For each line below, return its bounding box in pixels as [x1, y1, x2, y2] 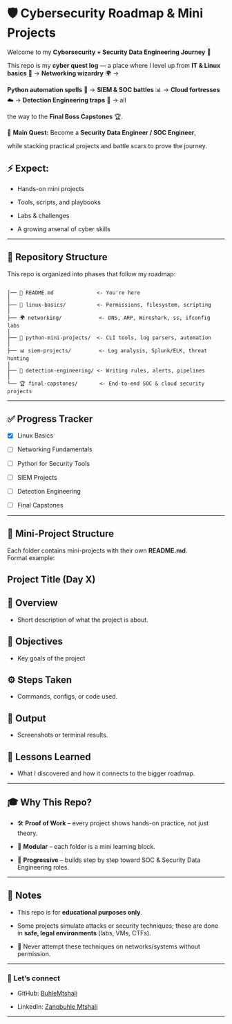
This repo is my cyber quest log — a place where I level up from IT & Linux [7, 61, 221, 69]
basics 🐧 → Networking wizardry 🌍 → [7, 69, 119, 77]
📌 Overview [7, 597, 58, 609]
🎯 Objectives [7, 636, 64, 647]
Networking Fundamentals [17, 445, 93, 453]
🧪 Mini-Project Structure [7, 528, 115, 540]
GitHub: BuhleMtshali [17, 989, 78, 997]
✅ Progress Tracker [7, 413, 93, 424]
